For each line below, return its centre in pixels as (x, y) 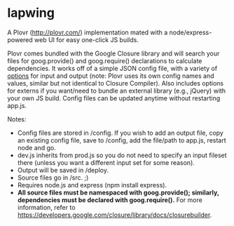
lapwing (31, 13)
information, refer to (46, 207)
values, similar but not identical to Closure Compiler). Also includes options (116, 83)
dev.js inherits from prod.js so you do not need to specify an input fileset (122, 155)
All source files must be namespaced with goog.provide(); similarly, (118, 192)
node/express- (191, 32)
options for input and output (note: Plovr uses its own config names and (111, 76)
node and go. (36, 147)
